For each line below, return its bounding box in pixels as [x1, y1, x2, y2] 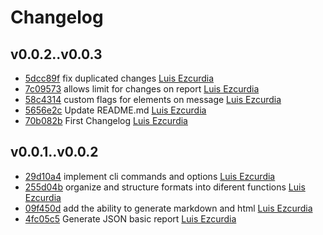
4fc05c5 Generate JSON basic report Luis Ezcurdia [24, 212, 237, 225]
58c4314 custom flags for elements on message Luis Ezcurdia [24, 94, 282, 105]
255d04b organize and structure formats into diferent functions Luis [24, 181, 306, 193]
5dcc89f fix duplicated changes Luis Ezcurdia [24, 72, 215, 84]
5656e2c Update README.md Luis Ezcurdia [24, 104, 207, 116]
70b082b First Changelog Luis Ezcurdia [24, 115, 188, 126]
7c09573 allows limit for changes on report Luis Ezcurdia [24, 83, 260, 95]
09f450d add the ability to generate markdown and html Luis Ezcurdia [24, 202, 313, 214]
